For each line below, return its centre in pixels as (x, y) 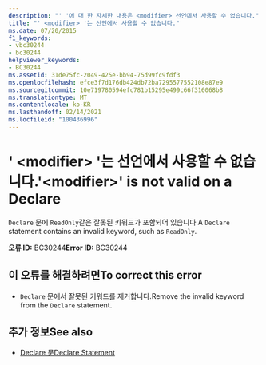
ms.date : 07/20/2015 (43, 30)
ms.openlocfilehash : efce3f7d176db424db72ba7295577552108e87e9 (116, 82)
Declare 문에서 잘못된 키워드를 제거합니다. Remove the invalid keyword (132, 296)
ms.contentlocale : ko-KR (50, 105)
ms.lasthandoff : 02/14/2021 (55, 113)
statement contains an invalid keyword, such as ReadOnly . (103, 231)
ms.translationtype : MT (48, 97)
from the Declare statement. (66, 305)
